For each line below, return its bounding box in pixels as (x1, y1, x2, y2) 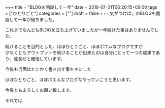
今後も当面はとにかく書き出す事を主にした (5, 66, 92, 72)
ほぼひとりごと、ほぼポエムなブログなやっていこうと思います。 (5, 77, 134, 82)
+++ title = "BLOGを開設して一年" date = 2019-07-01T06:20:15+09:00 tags (5, 4, 158, 10)
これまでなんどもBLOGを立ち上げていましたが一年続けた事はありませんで (5, 27, 155, 33)
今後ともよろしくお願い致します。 (5, 87, 74, 93)
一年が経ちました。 (18, 17, 57, 22)
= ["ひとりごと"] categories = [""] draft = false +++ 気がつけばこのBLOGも (5, 10, 156, 16)
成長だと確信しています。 (13, 56, 65, 61)
